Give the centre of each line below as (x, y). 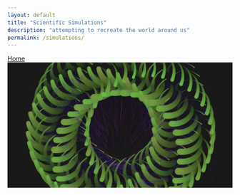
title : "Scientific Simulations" (57, 22)
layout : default (31, 15)
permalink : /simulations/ (46, 38)
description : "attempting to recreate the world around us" (99, 30)
